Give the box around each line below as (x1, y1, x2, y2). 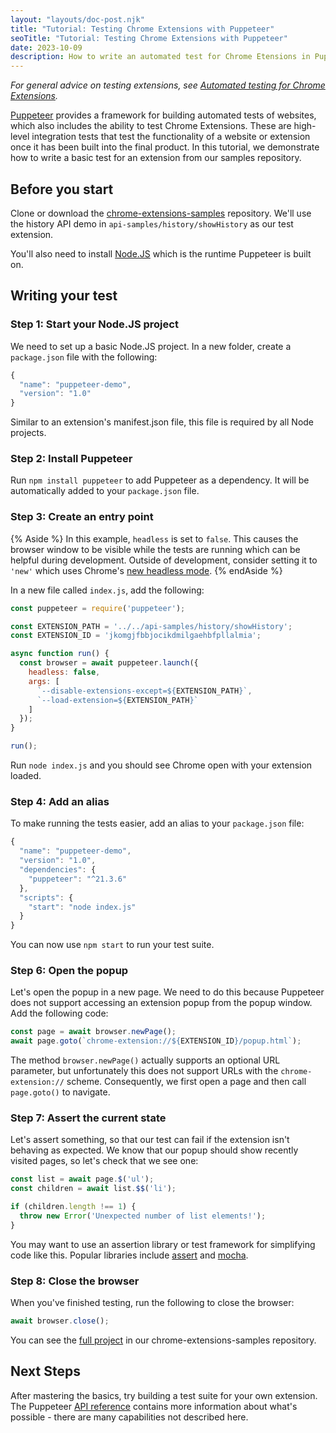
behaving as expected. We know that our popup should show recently (10, 1144, 299, 1156)
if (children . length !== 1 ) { (10, 1202, 137, 1212)
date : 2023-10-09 (10, 42, 83, 53)
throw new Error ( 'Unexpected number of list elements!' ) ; (19, 1211, 267, 1221)
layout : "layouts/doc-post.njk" (10, 14, 145, 25)
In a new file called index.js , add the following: (10, 584, 205, 596)
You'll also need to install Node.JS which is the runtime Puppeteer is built (10, 247, 312, 260)
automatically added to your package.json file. (10, 485, 200, 497)
